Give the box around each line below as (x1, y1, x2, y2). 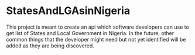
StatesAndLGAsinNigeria (6, 4, 131, 18)
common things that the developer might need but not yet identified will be (6, 36, 186, 43)
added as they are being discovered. (6, 42, 95, 49)
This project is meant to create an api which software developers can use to (6, 23, 189, 30)
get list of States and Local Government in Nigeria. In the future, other (6, 29, 175, 36)
